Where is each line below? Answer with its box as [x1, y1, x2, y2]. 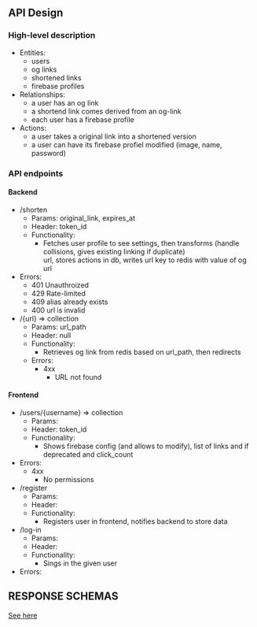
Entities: [19, 47, 46, 58]
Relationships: [19, 90, 65, 99]
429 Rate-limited [31, 288, 86, 298]
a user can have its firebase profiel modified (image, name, [31, 139, 222, 149]
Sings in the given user [42, 558, 118, 568]
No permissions [42, 475, 94, 484]
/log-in [19, 525, 42, 535]
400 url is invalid [31, 305, 86, 314]
